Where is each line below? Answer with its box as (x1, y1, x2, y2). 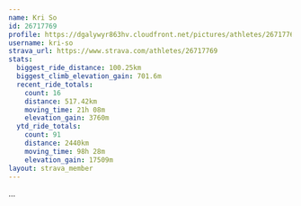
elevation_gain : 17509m (24, 155, 114, 165)
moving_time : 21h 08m (24, 105, 105, 114)
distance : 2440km (24, 139, 90, 148)
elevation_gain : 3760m (24, 113, 110, 122)
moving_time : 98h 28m (24, 147, 105, 156)
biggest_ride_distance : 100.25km (16, 64, 142, 73)
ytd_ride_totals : (16, 122, 82, 131)
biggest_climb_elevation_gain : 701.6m (16, 72, 163, 81)
